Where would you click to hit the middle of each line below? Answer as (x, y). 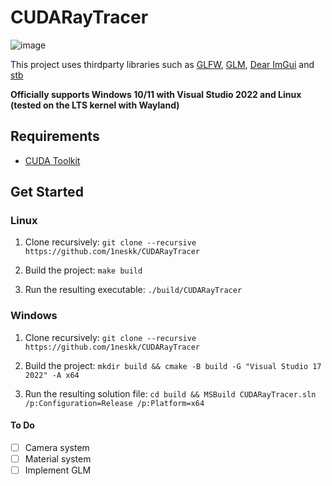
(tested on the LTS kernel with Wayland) (95, 105)
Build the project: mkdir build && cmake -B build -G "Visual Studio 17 (173, 365)
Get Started (47, 192)
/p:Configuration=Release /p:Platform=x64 (114, 403)
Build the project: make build (83, 270)
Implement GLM (58, 470)
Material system (58, 459)
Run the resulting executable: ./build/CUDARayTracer (133, 290)
